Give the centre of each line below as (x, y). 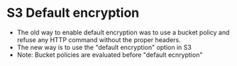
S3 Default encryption (73, 13)
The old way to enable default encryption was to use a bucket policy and (123, 32)
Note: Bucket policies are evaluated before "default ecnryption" (110, 55)
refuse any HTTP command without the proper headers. (99, 39)
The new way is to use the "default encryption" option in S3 (104, 47)
